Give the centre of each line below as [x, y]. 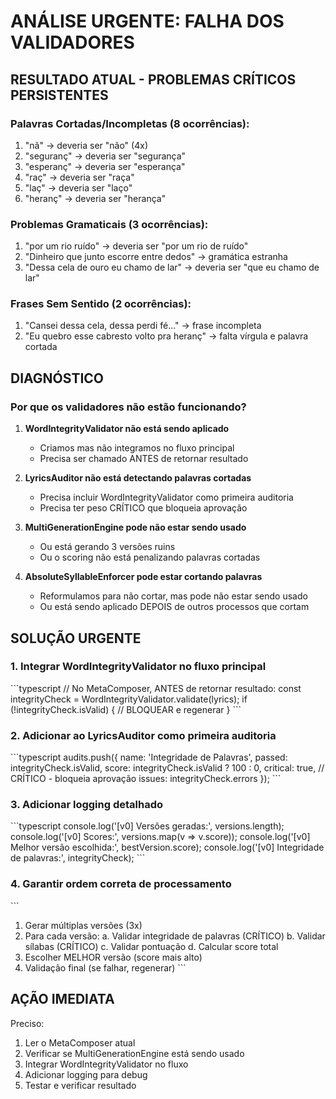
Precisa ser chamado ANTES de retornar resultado [144, 459]
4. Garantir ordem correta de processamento [121, 884]
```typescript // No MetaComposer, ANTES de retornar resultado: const [156, 688]
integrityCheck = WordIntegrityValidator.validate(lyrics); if [129, 699]
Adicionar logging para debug [86, 1074]
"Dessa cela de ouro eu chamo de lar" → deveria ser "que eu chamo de [172, 267]
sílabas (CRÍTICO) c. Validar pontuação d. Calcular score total [151, 946]
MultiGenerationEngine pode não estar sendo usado [135, 527]
